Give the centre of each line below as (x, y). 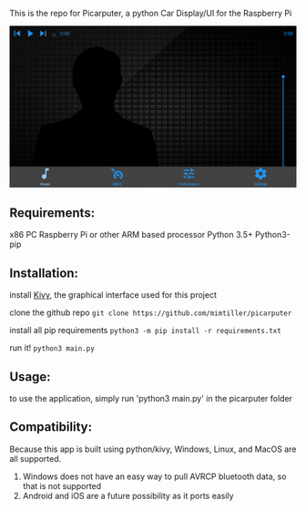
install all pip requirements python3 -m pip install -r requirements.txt (146, 331)
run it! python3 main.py (52, 348)
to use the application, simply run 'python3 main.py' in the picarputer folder (151, 398)
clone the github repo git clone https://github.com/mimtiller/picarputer (151, 312)
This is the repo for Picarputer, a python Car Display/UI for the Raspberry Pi (151, 13)
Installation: (44, 273)
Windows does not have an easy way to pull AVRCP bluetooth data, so (154, 476)
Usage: (31, 377)
